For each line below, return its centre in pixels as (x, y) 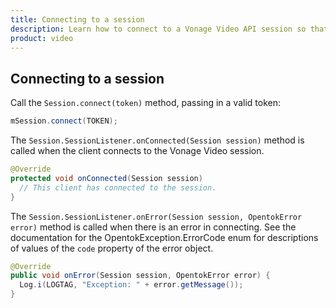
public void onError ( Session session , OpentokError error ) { (140, 276)
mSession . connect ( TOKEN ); (64, 121)
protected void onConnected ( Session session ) (106, 178)
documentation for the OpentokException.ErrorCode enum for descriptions (164, 237)
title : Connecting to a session (77, 19)
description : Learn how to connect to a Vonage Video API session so (158, 29)
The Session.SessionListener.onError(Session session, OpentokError (156, 216)
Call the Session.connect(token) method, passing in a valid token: (145, 103)
